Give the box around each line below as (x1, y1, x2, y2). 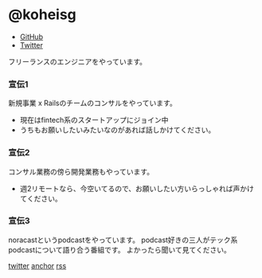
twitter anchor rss (8, 260, 67, 270)
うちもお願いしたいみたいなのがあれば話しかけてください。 (19, 125, 216, 135)
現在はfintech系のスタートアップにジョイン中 (19, 116, 169, 125)
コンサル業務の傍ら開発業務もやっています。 (8, 166, 154, 176)
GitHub (19, 32, 44, 41)
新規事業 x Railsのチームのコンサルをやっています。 (8, 98, 177, 108)
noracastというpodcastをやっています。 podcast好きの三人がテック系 (8, 235, 238, 245)
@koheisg (8, 6, 77, 24)
